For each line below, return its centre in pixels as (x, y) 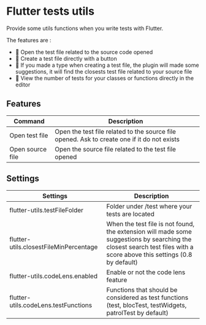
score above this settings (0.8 (149, 254)
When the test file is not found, (151, 224)
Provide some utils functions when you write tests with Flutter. (85, 28)
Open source (28, 149)
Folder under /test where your (149, 206)
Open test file (29, 135)
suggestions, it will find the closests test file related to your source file (104, 71)
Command (29, 121)
